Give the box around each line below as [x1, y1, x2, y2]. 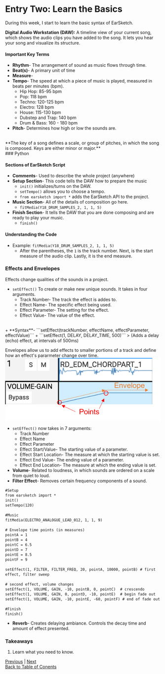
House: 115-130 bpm [19, 110, 61, 116]
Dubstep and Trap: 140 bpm [19, 115, 77, 121]
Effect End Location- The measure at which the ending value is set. [19, 462, 157, 468]
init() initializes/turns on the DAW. [19, 183, 91, 189]
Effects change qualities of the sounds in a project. [5, 276, 109, 282]
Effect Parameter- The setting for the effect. [19, 307, 110, 313]
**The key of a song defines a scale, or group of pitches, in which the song [5, 140, 160, 146]
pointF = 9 [5, 557, 28, 562]
